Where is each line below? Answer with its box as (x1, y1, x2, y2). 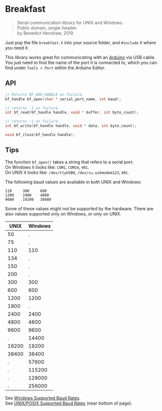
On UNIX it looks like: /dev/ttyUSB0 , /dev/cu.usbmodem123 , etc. (5, 169, 130, 175)
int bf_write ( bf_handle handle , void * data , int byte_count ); (5, 124, 137, 129)
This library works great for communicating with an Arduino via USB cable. (5, 54, 156, 60)
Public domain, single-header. (17, 25, 78, 30)
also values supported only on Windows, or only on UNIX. (5, 211, 121, 217)
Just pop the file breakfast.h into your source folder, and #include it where (5, 39, 157, 45)
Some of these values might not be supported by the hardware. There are (5, 205, 154, 212)
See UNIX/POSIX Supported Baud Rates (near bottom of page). (5, 400, 133, 406)
